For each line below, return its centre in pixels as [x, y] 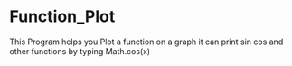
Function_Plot [62, 17]
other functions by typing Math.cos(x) [80, 51]
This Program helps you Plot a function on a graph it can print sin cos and [146, 42]
